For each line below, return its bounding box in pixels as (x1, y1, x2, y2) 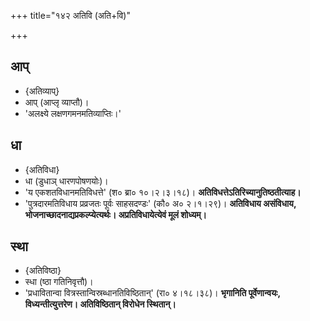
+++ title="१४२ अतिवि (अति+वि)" (10, 10, 131, 21)
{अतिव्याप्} (24, 85, 60, 97)
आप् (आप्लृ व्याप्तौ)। (24, 96, 90, 108)
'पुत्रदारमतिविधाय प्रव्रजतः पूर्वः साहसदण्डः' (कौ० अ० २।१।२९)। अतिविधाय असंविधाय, (24, 197, 297, 209)
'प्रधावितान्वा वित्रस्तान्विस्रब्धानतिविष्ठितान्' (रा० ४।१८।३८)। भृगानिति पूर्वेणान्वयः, (24, 287, 281, 299)
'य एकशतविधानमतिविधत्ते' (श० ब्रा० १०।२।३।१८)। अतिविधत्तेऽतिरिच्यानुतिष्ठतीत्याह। (24, 186, 302, 198)
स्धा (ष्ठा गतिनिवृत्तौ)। (24, 276, 94, 288)
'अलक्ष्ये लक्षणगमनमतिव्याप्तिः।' (24, 107, 122, 119)
